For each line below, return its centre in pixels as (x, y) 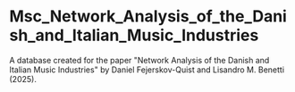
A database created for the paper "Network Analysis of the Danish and (139, 60)
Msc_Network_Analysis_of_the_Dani (148, 17)
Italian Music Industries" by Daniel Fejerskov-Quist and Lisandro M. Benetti (147, 70)
